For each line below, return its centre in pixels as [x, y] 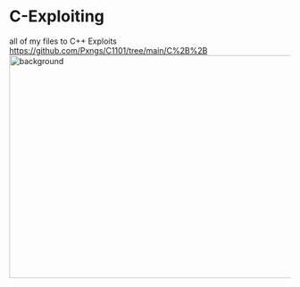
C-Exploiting [57, 16]
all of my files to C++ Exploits [63, 41]
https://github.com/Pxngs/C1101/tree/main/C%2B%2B [108, 50]
